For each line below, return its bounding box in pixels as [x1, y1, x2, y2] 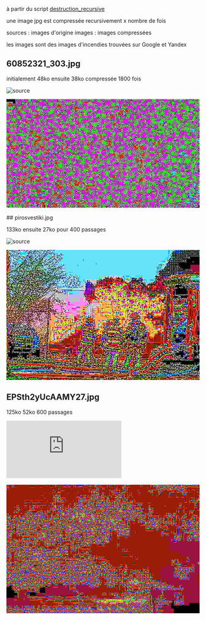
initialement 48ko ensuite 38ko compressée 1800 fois [6, 75, 142, 82]
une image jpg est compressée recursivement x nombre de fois [6, 17, 167, 24]
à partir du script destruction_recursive [6, 6, 105, 12]
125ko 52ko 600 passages [6, 408, 73, 416]
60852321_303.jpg [6, 58, 81, 69]
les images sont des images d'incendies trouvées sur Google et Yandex [6, 41, 187, 48]
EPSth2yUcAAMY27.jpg [6, 392, 100, 403]
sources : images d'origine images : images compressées [6, 29, 152, 36]
